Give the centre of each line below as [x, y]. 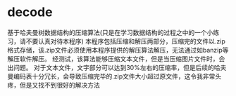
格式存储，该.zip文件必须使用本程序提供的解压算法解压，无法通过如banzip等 [118, 50]
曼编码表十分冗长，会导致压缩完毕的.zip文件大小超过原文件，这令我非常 [111, 76]
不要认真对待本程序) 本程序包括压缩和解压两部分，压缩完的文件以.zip [125, 41]
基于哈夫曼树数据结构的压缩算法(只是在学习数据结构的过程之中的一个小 [110, 32]
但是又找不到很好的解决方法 [60, 85]
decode [30, 12]
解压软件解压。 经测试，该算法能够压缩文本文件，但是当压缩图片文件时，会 [116, 59]
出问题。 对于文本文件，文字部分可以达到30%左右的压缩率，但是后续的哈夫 [117, 67]
